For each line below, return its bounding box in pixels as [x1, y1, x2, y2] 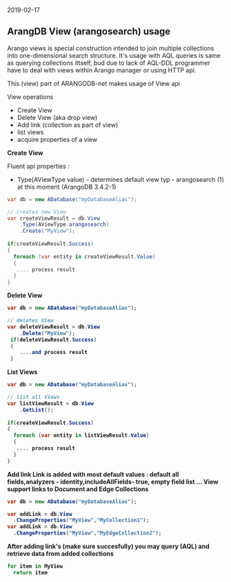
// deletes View [7, 317, 54, 324]
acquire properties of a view [17, 135, 98, 143]
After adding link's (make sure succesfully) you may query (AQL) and [7, 542, 210, 550]
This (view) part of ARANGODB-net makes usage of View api [7, 79, 181, 87]
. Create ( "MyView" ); [19, 227, 76, 235]
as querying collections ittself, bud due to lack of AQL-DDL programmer [7, 59, 211, 67]
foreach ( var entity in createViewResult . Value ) [13, 253, 156, 260]
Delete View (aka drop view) [17, 113, 98, 121]
